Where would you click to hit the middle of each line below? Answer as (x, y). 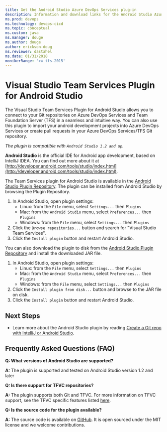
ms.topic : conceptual (28, 28)
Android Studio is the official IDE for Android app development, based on (80, 155)
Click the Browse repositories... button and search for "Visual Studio (84, 228)
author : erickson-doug (29, 47)
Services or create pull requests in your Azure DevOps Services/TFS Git (79, 131)
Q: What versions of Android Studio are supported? (59, 360)
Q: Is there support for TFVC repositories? (49, 385)
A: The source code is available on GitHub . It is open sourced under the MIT (83, 420)
